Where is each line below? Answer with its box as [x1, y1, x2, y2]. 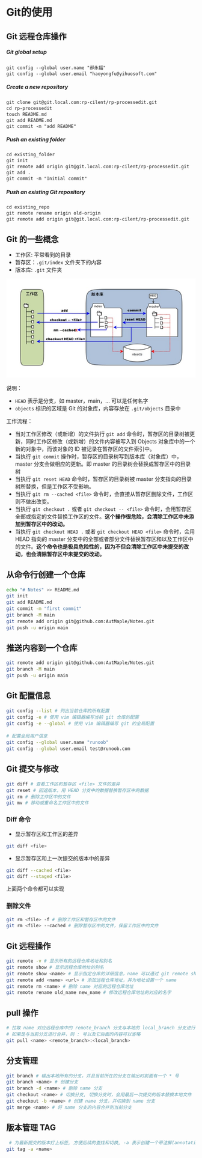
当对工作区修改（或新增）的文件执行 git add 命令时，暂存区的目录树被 [14, 430, 190, 437]
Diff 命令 [6, 815, 31, 824]
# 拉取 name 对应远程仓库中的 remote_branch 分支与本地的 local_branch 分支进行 [6, 1025, 195, 1031]
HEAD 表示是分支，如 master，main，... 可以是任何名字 [14, 397, 148, 404]
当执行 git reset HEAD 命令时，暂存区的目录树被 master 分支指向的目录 [14, 475, 192, 483]
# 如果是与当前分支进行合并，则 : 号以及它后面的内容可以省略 [6, 1031, 141, 1037]
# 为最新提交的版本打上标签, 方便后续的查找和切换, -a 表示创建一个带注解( [8, 1139, 175, 1145]
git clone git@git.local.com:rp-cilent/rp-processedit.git [6, 99, 158, 105]
